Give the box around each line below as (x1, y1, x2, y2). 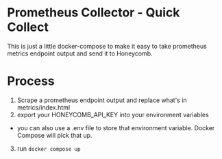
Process (7, 73, 55, 89)
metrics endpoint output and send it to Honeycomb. (7, 49, 153, 58)
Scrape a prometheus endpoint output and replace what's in (16, 96, 187, 104)
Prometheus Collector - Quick (7, 5, 180, 21)
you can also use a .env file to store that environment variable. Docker (16, 123, 215, 132)
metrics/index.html (16, 103, 71, 111)
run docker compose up (16, 144, 81, 152)
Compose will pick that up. (16, 131, 92, 139)
